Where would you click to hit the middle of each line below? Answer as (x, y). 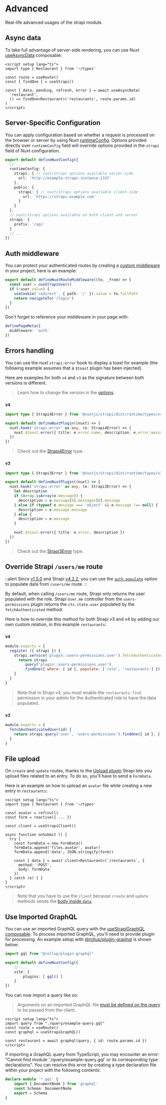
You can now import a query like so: (41, 995)
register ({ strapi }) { (35, 651)
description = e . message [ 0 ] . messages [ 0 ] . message (69, 500)
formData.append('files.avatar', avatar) (57, 848)
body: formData (34, 869)
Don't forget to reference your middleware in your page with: (67, 317)
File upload (22, 759)
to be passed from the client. (46, 1010)
